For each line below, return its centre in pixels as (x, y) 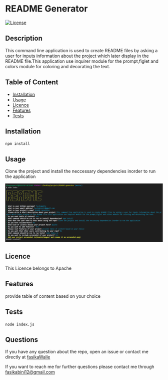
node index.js (20, 324)
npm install (17, 144)
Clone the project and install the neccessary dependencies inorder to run (80, 171)
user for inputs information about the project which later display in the (77, 56)
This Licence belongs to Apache (38, 268)
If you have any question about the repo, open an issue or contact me (77, 352)
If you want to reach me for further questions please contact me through (80, 367)
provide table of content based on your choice (53, 296)
